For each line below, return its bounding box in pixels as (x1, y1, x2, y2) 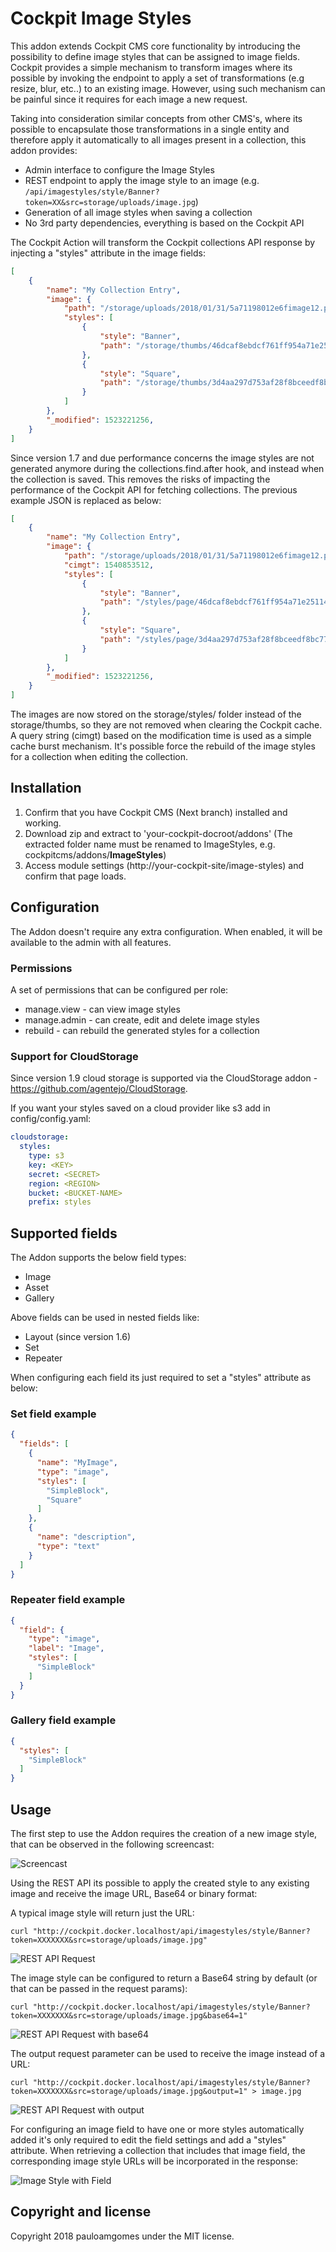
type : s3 (28, 1151, 65, 1161)
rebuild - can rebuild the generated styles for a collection (24, 1024, 260, 1036)
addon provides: (10, 144, 78, 156)
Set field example (10, 1407, 97, 1421)
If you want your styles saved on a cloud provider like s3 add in (10, 1102, 271, 1114)
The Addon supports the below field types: (10, 1252, 187, 1264)
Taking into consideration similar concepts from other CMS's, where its (10, 112, 303, 124)
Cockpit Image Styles (10, 7, 192, 30)
